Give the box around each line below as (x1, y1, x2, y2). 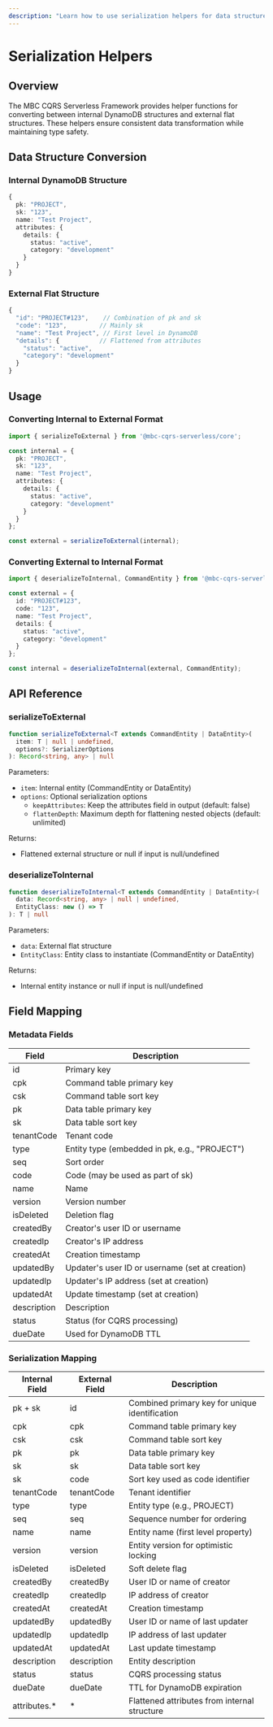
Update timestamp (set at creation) (64, 1288, 199, 1299)
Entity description (128, 1655, 197, 1667)
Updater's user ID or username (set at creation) (64, 1262, 246, 1273)
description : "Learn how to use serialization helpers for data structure (8, 11, 267, 20)
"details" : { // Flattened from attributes (15, 337, 201, 345)
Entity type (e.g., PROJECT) (128, 1500, 234, 1512)
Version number (64, 1196, 127, 1207)
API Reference (8, 687, 83, 701)
